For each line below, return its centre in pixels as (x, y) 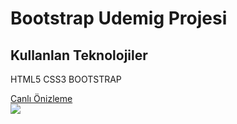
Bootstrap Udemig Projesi (119, 18)
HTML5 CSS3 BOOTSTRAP (66, 79)
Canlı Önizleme (41, 98)
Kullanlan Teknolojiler (79, 55)
